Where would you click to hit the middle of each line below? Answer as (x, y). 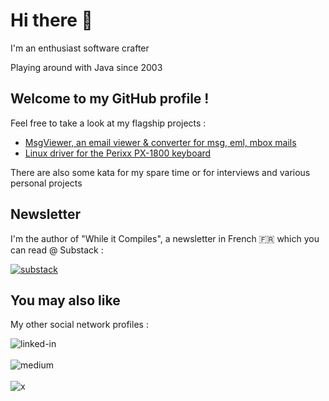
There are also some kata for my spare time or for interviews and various (160, 172)
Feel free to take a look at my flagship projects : (108, 123)
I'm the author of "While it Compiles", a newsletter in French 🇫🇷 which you (165, 238)
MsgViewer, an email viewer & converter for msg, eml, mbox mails (160, 142)
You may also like (65, 300)
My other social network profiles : (79, 325)
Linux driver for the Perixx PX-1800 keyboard (118, 153)
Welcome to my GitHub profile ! (110, 99)
